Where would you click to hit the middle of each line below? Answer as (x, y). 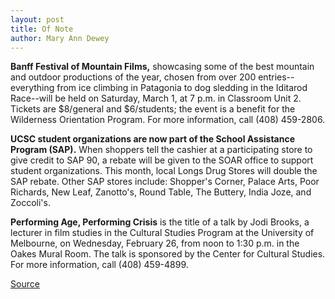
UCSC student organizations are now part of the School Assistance (153, 139)
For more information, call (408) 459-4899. (99, 265)
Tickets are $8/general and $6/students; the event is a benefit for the (153, 109)
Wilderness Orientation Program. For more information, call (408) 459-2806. (168, 120)
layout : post (37, 19)
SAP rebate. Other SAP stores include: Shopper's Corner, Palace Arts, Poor (165, 182)
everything (32, 88)
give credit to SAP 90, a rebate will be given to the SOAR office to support (162, 160)
